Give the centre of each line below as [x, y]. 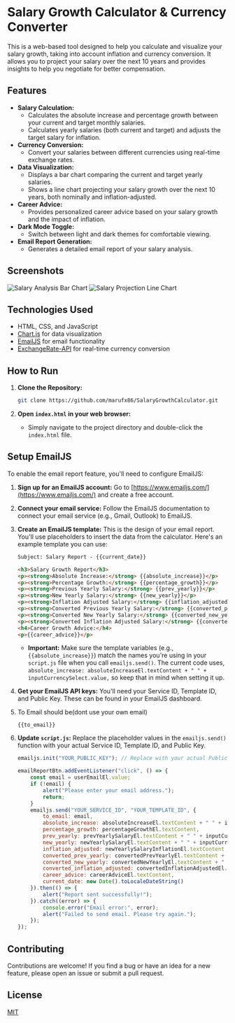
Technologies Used [50, 310]
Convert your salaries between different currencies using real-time [124, 152]
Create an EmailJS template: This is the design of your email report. [116, 529]
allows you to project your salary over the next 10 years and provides [107, 61]
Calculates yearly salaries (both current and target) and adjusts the [124, 129]
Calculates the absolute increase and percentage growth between [123, 115]
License [25, 995]
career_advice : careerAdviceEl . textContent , [109, 875]
